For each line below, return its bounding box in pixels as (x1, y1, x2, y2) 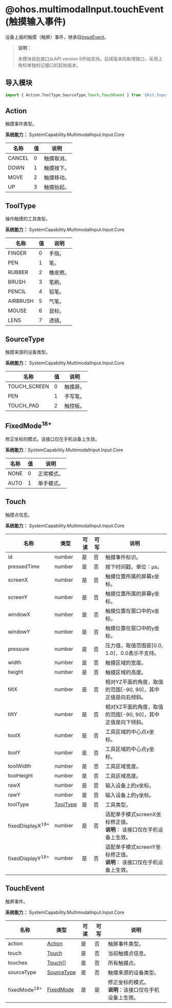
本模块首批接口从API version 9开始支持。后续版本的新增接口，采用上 (17, 55, 163, 62)
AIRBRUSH (8, 298, 34, 305)
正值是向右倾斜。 (105, 693, 147, 700)
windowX (8, 610, 31, 618)
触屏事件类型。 (107, 940, 144, 947)
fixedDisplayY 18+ (8, 854, 50, 862)
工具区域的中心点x (105, 728, 149, 735)
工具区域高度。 (105, 772, 142, 779)
